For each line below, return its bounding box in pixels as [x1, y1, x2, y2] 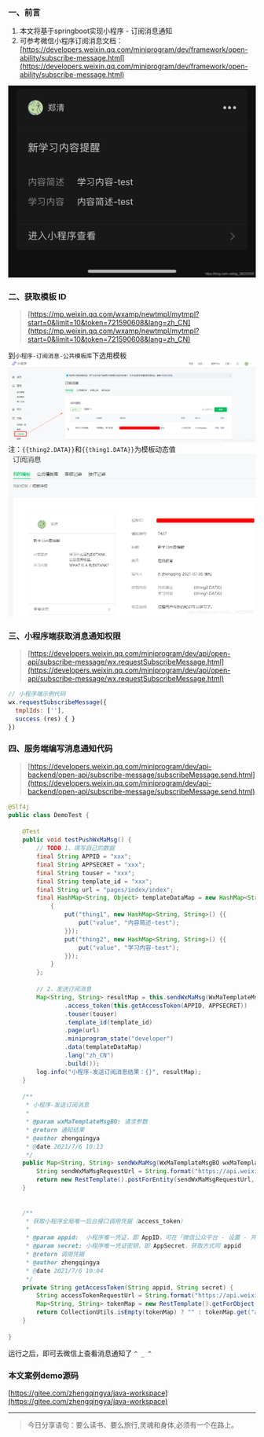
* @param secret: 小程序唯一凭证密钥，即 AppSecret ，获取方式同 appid [25, 1242, 242, 1250]
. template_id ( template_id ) [64, 1018, 153, 1026]
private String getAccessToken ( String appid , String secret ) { [22, 1283, 234, 1292]
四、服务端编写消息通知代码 [8, 743, 113, 754]
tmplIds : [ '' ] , [15, 706, 65, 714]
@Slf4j [8, 803, 30, 811]
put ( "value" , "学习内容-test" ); [78, 944, 180, 951]
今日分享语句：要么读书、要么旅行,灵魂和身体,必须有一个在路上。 [27, 1421, 238, 1429]
